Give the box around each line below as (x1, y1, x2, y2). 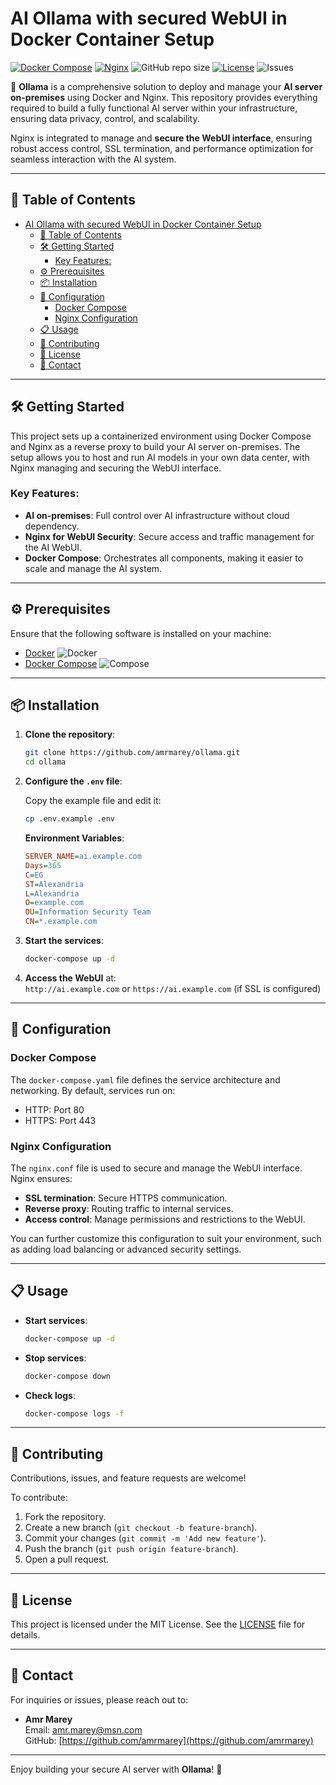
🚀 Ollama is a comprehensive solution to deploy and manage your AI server (10, 80, 323, 92)
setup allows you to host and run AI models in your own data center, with (10, 451, 310, 463)
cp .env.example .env (24, 814, 115, 824)
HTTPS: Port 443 (24, 1114, 97, 1126)
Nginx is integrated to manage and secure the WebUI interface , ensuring (10, 132, 313, 144)
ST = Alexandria (24, 879, 84, 889)
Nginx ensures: (10, 1172, 73, 1184)
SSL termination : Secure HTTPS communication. (24, 1192, 228, 1204)
